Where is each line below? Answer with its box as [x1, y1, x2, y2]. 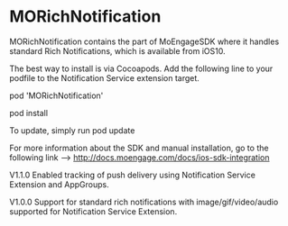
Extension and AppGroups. [9, 178, 110, 190]
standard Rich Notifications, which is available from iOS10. [9, 45, 226, 56]
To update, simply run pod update [9, 124, 135, 136]
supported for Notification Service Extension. [9, 205, 178, 217]
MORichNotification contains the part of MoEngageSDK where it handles [9, 36, 280, 47]
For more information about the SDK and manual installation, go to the [9, 142, 269, 153]
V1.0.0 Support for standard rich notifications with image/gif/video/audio [9, 196, 279, 207]
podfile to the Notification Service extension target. [9, 72, 200, 83]
